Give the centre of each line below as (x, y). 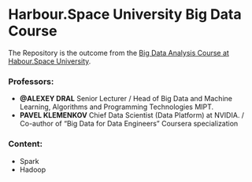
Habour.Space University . (50, 61)
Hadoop (32, 169)
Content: (26, 144)
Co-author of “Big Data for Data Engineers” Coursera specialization (129, 124)
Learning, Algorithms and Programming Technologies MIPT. (117, 107)
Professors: (31, 82)
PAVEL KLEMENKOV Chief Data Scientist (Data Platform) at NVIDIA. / (132, 115)
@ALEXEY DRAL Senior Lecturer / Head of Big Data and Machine (126, 99)
